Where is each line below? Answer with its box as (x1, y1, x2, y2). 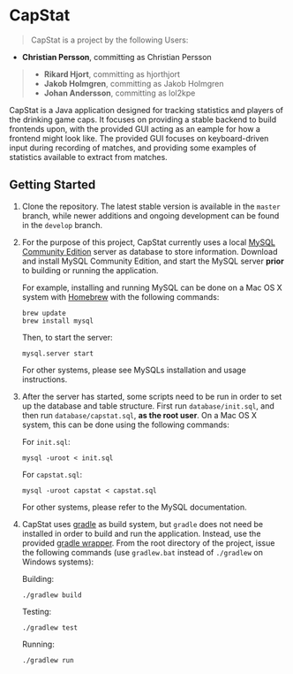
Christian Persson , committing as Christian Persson (21, 51, 212, 62)
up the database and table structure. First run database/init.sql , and (21, 400, 275, 411)
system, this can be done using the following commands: (21, 419, 229, 430)
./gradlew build (21, 590, 82, 600)
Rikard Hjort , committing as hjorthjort (43, 68, 181, 80)
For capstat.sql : (21, 469, 82, 479)
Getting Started (9, 178, 96, 193)
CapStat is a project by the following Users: (30, 34, 189, 45)
